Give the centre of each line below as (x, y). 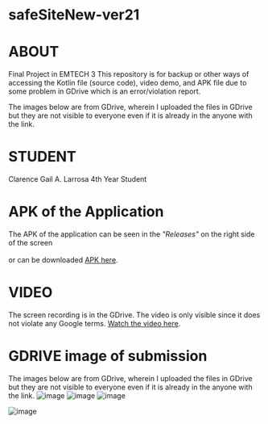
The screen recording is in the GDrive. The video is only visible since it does (134, 315)
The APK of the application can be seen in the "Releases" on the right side (132, 234)
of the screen (31, 243)
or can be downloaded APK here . (63, 260)
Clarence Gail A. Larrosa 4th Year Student (78, 179)
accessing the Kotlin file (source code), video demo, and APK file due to (128, 83)
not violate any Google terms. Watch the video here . (95, 323)
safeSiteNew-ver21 (74, 15)
